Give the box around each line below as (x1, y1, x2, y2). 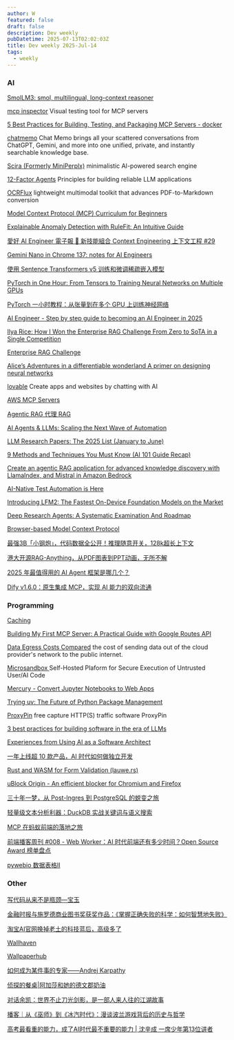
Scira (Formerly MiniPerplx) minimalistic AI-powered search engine (7, 162, 198, 170)
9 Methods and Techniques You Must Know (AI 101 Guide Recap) (7, 450, 191, 459)
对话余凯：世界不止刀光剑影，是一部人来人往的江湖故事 (7, 995, 164, 1003)
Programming (7, 600, 54, 610)
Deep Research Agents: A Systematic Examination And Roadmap (7, 512, 191, 520)
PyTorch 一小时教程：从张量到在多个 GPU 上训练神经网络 (7, 300, 169, 309)
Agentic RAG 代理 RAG (7, 410, 71, 418)
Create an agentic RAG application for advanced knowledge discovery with (7, 464, 220, 472)
